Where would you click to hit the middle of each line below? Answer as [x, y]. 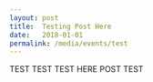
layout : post [34, 18]
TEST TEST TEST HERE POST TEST [76, 69]
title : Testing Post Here [61, 26]
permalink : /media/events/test [69, 43]
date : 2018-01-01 [46, 35]
